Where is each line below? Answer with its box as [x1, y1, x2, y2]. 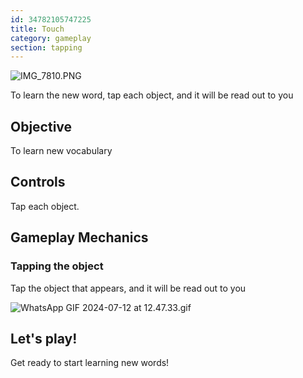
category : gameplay [10, 33, 92, 43]
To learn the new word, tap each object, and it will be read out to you [10, 89, 294, 101]
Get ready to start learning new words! [10, 357, 170, 369]
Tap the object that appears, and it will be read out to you [10, 282, 247, 294]
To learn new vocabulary [10, 145, 113, 157]
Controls [10, 174, 66, 191]
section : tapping [10, 42, 83, 53]
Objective [10, 118, 73, 135]
